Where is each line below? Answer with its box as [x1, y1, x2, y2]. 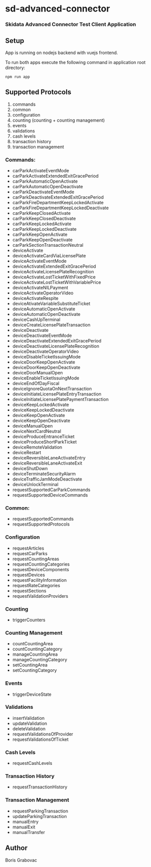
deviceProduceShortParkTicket [12, 439, 77, 445]
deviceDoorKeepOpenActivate [12, 359, 75, 365]
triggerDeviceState [12, 691, 51, 697]
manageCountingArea [12, 651, 58, 657]
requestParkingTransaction [12, 808, 68, 814]
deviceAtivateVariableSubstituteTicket [12, 301, 90, 307]
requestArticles [12, 545, 44, 551]
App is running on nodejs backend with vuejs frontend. [5, 50, 118, 56]
